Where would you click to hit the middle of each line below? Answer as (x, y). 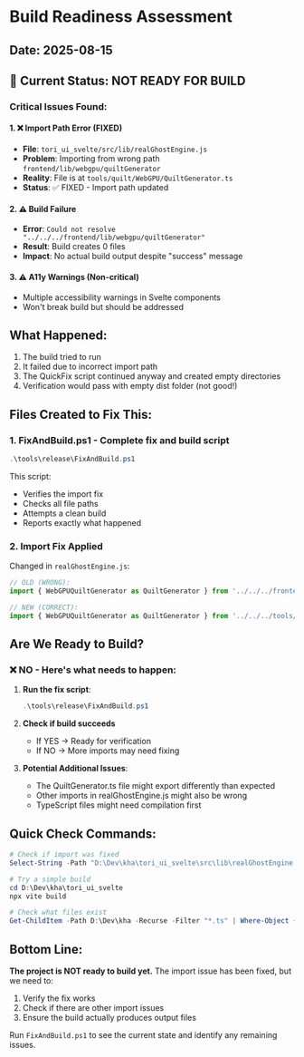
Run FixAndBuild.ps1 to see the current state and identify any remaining (143, 1034)
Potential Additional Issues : (75, 769)
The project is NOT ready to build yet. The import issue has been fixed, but (151, 971)
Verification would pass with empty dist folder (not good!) (130, 386)
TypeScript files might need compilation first (119, 805)
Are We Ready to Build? (77, 644)
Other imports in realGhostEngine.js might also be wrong (141, 796)
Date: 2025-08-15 (61, 50)
